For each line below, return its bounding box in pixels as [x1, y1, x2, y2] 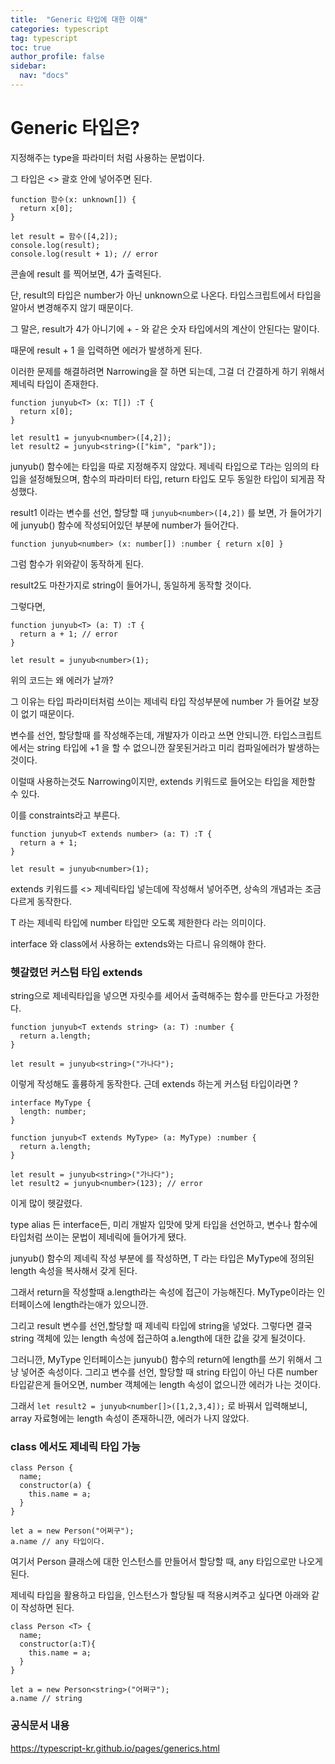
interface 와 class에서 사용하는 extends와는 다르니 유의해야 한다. [10, 937, 267, 950]
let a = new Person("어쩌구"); [10, 1526, 135, 1536]
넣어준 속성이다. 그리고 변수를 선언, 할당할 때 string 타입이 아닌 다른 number [20, 1366, 318, 1378]
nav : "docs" [19, 71, 70, 81]
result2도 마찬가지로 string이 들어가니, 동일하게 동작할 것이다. [10, 579, 252, 591]
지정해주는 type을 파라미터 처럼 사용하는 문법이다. [10, 151, 205, 163]
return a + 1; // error [19, 629, 118, 639]
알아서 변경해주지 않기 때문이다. [10, 301, 134, 313]
